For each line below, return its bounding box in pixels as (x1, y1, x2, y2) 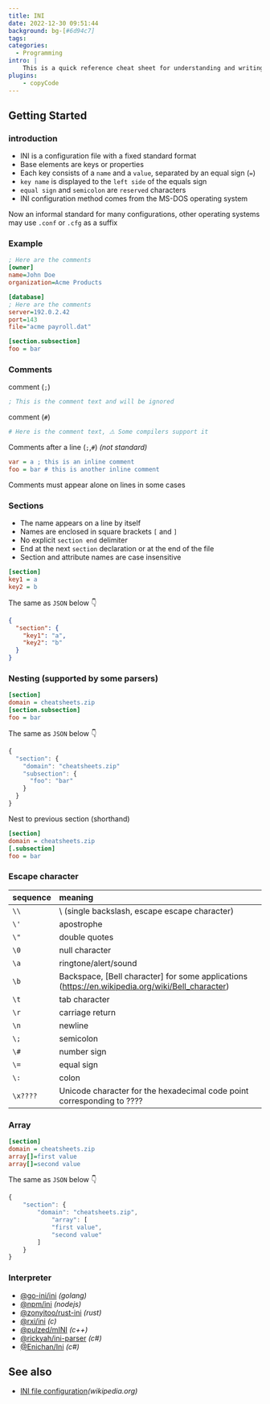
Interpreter (8, 1272, 52, 1283)
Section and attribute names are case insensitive (19, 552, 182, 563)
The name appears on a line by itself (19, 518, 141, 528)
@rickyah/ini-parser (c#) (19, 1333, 102, 1343)
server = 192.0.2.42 (8, 308, 70, 316)
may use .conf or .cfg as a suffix (8, 218, 118, 227)
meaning (59, 891, 94, 903)
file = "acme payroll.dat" (8, 323, 92, 331)
